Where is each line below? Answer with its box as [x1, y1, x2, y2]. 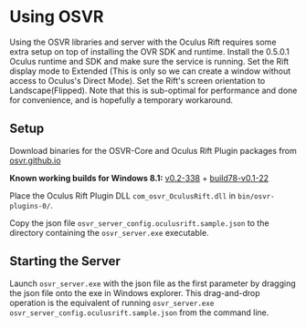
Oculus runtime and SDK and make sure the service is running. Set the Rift [9, 56, 290, 66]
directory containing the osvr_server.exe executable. [9, 227, 209, 238]
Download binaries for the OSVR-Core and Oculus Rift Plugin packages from [9, 145, 297, 156]
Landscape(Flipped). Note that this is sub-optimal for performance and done [9, 85, 298, 96]
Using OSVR [9, 6, 104, 27]
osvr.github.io [9, 155, 61, 166]
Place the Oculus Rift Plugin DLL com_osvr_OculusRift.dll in [9, 189, 236, 201]
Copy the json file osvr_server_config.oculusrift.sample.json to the [9, 217, 269, 229]
